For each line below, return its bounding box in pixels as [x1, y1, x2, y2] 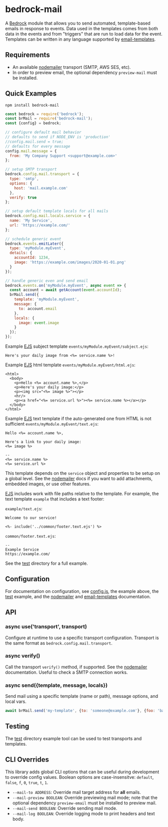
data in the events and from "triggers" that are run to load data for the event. [5, 31, 162, 37]
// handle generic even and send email [5, 278, 88, 283]
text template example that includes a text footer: [5, 496, 104, 502]
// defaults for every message [5, 144, 70, 149]
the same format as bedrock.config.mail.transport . [5, 640, 112, 646]
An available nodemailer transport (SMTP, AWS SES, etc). [12, 64, 131, 70]
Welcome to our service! [5, 515, 57, 521]
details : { [9, 250, 32, 256]
